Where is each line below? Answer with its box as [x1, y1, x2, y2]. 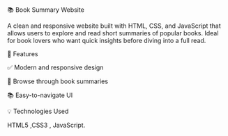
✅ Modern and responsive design [7, 63, 104, 71]
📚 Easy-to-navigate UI [7, 91, 73, 99]
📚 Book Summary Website [7, 6, 85, 14]
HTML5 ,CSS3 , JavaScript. [7, 121, 86, 129]
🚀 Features [7, 50, 38, 58]
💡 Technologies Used [7, 107, 69, 115]
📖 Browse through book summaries [7, 77, 109, 85]
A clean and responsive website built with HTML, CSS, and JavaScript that [7, 22, 221, 30]
